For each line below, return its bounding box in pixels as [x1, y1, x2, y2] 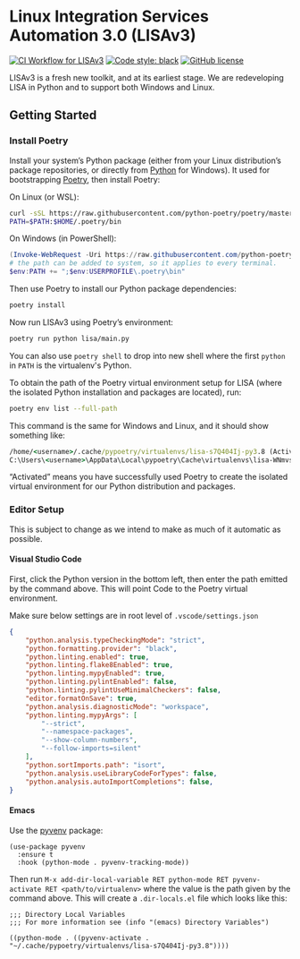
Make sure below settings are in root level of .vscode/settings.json [9, 610, 259, 621]
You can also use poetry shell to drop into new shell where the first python [9, 350, 286, 361]
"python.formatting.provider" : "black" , [25, 644, 178, 653]
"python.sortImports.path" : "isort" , [25, 760, 166, 769]
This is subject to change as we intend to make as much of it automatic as [9, 524, 281, 535]
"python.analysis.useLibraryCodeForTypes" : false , [25, 768, 218, 778]
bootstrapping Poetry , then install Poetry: [9, 174, 161, 184]
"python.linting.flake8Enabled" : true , [25, 661, 174, 670]
